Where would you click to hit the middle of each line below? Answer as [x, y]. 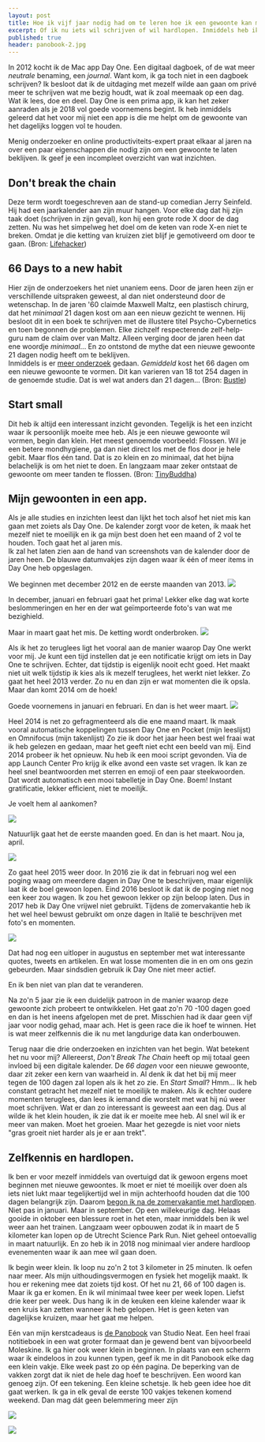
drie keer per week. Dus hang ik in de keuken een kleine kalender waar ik [127, 1301]
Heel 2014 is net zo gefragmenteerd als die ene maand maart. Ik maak [122, 721]
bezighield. [26, 616]
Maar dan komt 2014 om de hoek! [63, 690]
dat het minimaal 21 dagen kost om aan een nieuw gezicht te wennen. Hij [127, 313]
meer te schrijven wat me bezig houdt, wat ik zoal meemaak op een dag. [126, 92]
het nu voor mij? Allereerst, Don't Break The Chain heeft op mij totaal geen [129, 1058]
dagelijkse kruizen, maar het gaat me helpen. [81, 1318]
